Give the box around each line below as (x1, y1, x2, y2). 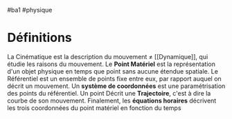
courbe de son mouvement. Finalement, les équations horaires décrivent (7, 96, 217, 105)
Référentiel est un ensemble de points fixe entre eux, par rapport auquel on (7, 74, 222, 83)
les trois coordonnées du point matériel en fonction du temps (7, 103, 181, 112)
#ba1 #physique (7, 6, 53, 14)
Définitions (7, 30, 73, 45)
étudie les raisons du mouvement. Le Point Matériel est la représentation (7, 60, 216, 68)
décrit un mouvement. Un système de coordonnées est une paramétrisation (7, 82, 226, 90)
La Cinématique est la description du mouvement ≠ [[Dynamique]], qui (7, 52, 208, 61)
